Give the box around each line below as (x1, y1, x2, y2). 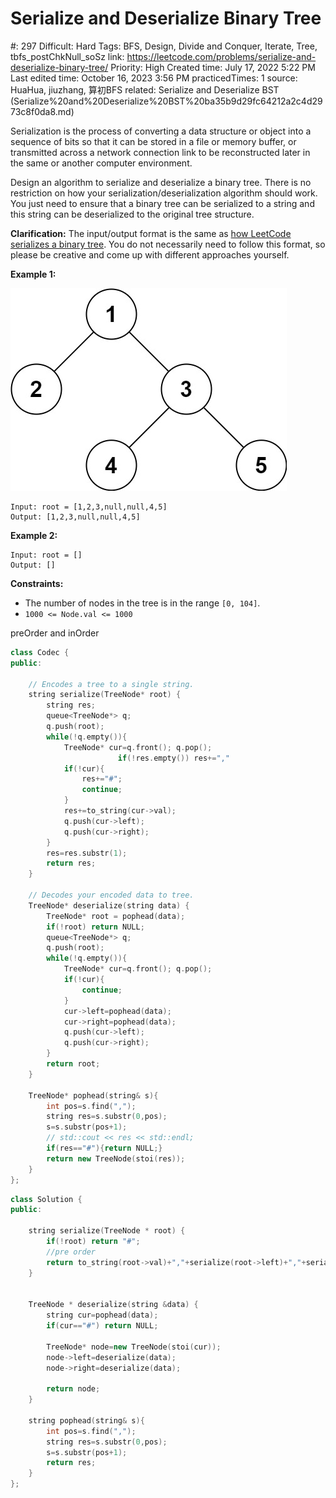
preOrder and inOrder (10, 627, 100, 639)
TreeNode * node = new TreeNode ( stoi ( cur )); (46, 1342, 222, 1352)
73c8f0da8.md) (10, 105, 75, 117)
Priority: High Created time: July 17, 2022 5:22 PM (110, 61, 316, 73)
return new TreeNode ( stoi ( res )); (46, 1153, 186, 1164)
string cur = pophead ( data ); (46, 1310, 159, 1321)
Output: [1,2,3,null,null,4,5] (10, 512, 141, 522)
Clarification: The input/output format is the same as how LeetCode (10, 227, 292, 239)
